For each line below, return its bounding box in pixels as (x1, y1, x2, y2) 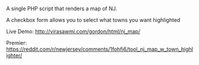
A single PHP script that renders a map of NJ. (6, 5, 118, 12)
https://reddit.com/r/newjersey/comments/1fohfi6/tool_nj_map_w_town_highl (6, 45, 193, 53)
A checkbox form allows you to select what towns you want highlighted (6, 17, 181, 23)
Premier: (6, 40, 27, 46)
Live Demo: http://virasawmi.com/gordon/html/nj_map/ (6, 28, 141, 35)
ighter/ (6, 52, 23, 58)
